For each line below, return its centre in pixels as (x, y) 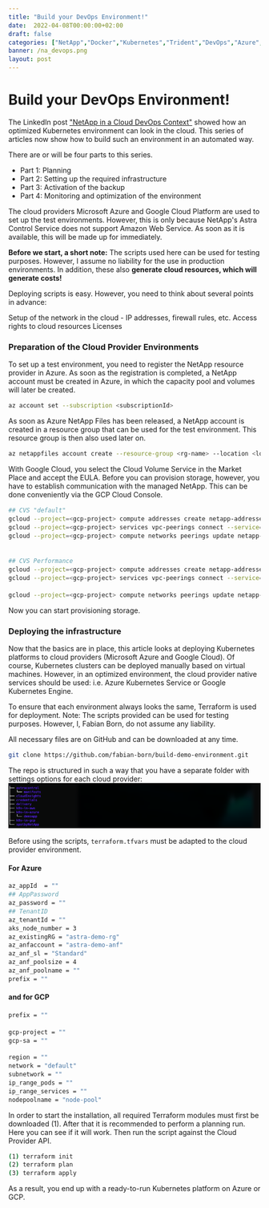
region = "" (28, 1058)
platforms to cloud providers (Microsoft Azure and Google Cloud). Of (122, 657)
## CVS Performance (41, 561)
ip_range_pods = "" (41, 1083)
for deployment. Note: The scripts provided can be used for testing (119, 715)
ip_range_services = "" (48, 1091)
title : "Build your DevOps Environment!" (78, 17)
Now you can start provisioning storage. (74, 610)
